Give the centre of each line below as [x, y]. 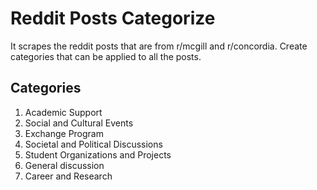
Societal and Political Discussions [93, 144]
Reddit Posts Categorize [113, 18]
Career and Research [68, 176]
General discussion [64, 165]
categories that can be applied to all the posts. [106, 56]
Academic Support [63, 112]
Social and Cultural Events [79, 123]
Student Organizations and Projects [98, 154]
